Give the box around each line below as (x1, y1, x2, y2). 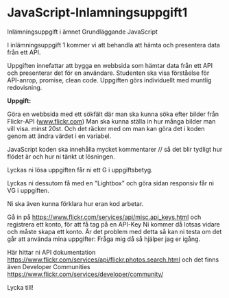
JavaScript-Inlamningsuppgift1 (7, 5, 188, 21)
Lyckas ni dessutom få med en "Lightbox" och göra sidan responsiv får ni (7, 179, 215, 187)
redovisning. (7, 83, 43, 91)
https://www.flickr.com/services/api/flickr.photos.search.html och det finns (7, 255, 219, 264)
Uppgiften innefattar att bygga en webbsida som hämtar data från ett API (7, 61, 213, 69)
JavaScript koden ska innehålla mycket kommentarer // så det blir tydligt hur (7, 145, 223, 153)
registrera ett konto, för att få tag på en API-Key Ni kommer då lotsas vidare (7, 220, 221, 228)
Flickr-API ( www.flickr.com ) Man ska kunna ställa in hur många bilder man (7, 117, 216, 125)
